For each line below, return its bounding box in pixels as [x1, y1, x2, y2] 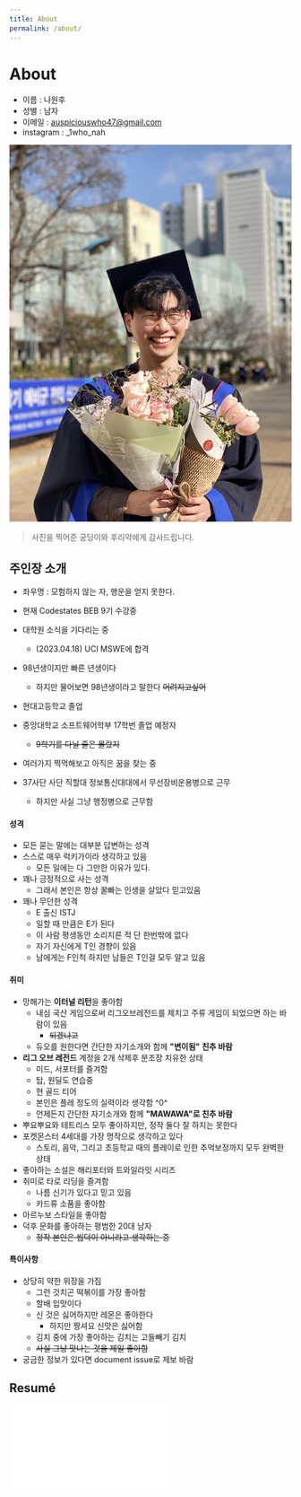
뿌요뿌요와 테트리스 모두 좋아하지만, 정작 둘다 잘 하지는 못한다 [21, 1119, 238, 1130]
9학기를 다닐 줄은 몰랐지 [35, 739, 120, 749]
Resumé [9, 1380, 56, 1396]
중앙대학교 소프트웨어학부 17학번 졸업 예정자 [21, 720, 176, 731]
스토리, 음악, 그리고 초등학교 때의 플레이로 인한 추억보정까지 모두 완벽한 [35, 1142, 285, 1152]
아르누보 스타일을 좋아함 [21, 1209, 107, 1220]
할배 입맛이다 [35, 1298, 82, 1309]
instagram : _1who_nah [21, 127, 106, 138]
